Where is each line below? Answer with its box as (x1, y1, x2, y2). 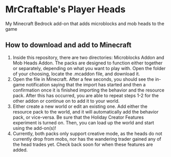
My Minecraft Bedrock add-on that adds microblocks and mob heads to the (5, 20, 165, 27)
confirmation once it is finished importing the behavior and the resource (12, 87, 165, 93)
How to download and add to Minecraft (5, 41, 132, 50)
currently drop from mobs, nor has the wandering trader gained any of (12, 136, 161, 142)
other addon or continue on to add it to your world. (12, 98, 120, 104)
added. (12, 147, 28, 153)
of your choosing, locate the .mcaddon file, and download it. (12, 71, 140, 77)
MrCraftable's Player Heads (5, 4, 126, 15)
